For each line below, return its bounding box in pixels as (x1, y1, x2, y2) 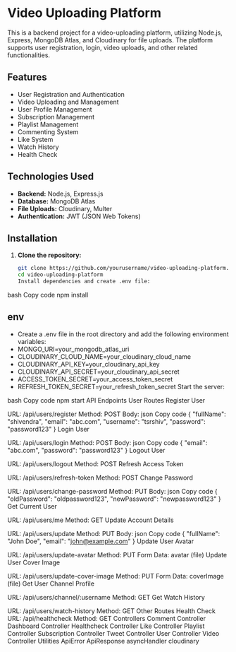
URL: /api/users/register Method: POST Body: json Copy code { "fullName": (7, 410, 227, 418)
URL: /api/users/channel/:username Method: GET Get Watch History (7, 593, 206, 601)
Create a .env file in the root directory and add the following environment (17, 330, 229, 338)
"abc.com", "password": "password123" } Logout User (7, 446, 166, 454)
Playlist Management (17, 120, 79, 129)
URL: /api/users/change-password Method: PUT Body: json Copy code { (7, 487, 218, 495)
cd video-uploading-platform (17, 271, 104, 278)
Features (7, 71, 47, 83)
